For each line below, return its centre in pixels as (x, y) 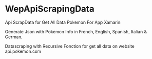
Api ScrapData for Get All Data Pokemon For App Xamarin (63, 22)
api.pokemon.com (23, 51)
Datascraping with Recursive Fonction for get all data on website (70, 46)
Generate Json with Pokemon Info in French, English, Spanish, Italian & (76, 31)
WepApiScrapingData (50, 9)
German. (14, 37)
